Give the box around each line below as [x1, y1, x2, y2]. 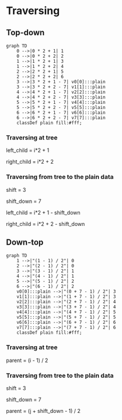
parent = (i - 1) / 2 [6, 357, 48, 364]
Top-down [6, 28, 45, 38]
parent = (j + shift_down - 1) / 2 [6, 408, 81, 414]
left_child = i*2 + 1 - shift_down [6, 209, 81, 216]
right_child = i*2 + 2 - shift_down [6, 220, 85, 227]
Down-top [6, 237, 44, 247]
